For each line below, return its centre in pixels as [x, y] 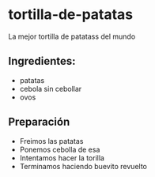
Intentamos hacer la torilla [62, 158]
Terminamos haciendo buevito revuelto [83, 166]
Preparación [39, 122]
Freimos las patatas [51, 141]
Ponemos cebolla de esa [60, 149]
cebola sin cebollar [51, 88]
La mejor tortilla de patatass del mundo [72, 36]
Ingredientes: [42, 61]
